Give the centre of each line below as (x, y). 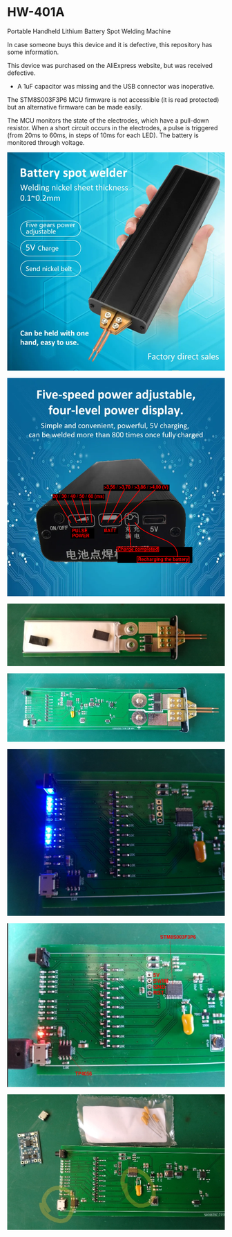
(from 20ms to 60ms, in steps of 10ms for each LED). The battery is (103, 135)
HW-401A (36, 12)
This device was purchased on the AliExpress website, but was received (110, 65)
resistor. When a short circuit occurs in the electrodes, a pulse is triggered (113, 128)
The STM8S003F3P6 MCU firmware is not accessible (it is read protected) (113, 99)
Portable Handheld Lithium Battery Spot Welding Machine (89, 31)
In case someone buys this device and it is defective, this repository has (110, 44)
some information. (33, 52)
